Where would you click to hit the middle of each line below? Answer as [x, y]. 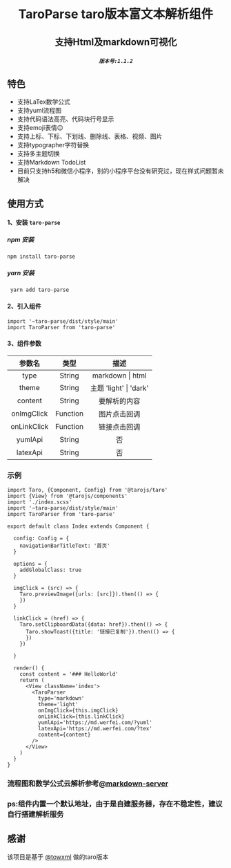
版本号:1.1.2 [116, 61]
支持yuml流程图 [39, 111]
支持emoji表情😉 [40, 128]
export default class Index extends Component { [78, 526]
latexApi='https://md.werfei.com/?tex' [95, 729]
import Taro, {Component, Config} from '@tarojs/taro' [88, 490]
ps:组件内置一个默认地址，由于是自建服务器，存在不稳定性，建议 [115, 804]
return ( [32, 681]
